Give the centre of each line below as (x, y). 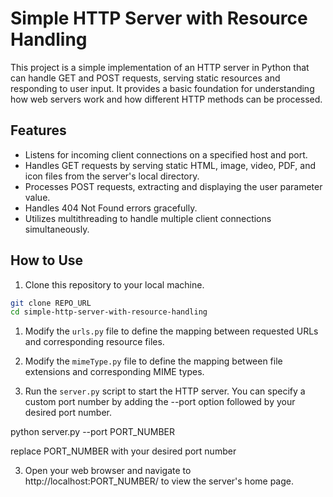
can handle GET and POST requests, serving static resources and (145, 78)
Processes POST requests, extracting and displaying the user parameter (173, 186)
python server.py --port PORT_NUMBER (92, 432)
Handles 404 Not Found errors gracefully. (111, 208)
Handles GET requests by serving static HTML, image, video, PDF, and (170, 165)
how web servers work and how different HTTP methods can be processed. (166, 99)
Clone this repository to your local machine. (114, 284)
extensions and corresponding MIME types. (114, 372)
